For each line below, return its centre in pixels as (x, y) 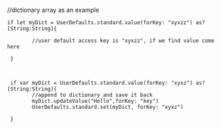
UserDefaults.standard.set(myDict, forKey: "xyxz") (108, 107)
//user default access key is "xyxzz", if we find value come (123, 41)
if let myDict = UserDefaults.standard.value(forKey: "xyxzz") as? (106, 23)
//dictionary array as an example (53, 10)
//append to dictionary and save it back (93, 95)
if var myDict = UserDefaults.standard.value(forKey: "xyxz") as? (108, 83)
